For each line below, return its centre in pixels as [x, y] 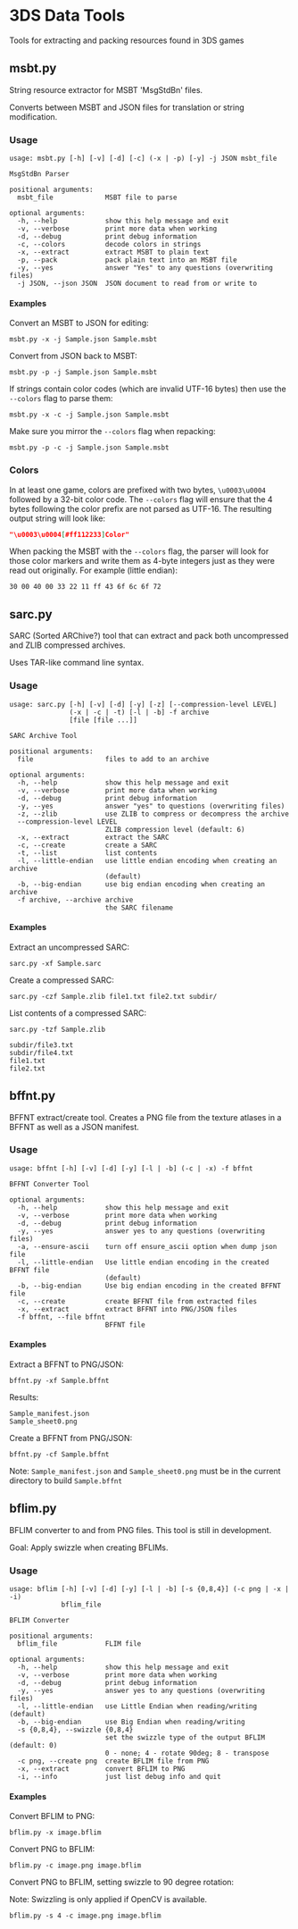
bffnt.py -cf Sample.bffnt [59, 1455]
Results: [24, 1397]
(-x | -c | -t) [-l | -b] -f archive [139, 712]
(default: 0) [33, 1746]
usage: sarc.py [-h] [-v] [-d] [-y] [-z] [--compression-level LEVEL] [143, 704]
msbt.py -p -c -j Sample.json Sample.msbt [89, 448]
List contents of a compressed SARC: [78, 1013]
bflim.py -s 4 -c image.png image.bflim [86, 1916]
